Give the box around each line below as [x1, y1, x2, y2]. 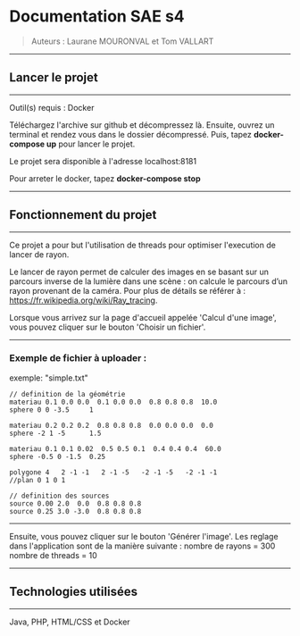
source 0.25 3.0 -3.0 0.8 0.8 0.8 [9, 506, 142, 515]
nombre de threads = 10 [9, 549, 97, 560]
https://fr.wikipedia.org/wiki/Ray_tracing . [9, 295, 158, 305]
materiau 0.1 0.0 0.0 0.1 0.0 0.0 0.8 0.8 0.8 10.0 [9, 397, 218, 406]
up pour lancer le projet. [46, 138, 136, 149]
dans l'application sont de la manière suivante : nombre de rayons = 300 [9, 540, 276, 551]
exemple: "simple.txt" [9, 372, 89, 383]
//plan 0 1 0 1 [9, 475, 66, 484]
